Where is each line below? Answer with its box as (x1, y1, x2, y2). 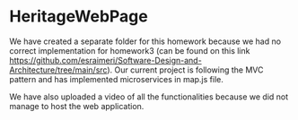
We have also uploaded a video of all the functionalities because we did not (9, 91, 289, 102)
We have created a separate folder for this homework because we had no (9, 36, 281, 47)
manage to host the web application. (9, 100, 145, 111)
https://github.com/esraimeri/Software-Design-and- (9, 55, 202, 65)
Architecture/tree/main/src (9, 64, 108, 75)
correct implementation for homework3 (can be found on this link (9, 45, 250, 56)
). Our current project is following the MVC (107, 64, 264, 75)
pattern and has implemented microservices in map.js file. (9, 73, 224, 84)
